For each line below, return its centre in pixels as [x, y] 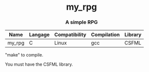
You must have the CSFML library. [39, 64]
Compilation [105, 35]
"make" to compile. [24, 55]
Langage [39, 35]
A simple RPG [82, 22]
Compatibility [70, 35]
